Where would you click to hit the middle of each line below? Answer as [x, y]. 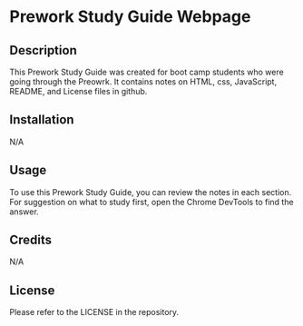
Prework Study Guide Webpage [130, 17]
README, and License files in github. [78, 91]
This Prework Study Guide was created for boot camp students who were [147, 72]
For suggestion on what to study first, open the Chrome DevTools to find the [151, 202]
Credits [31, 240]
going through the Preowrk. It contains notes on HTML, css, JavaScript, [143, 82]
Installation [42, 120]
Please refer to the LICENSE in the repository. [94, 312]
